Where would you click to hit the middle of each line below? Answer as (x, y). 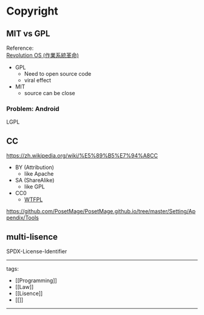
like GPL (35, 187)
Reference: (20, 48)
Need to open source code (58, 74)
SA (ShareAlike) (35, 181)
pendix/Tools (23, 218)
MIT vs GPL (28, 34)
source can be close (50, 93)
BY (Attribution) (35, 167)
